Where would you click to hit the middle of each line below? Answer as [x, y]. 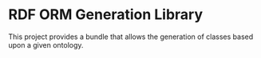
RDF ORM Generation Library [106, 15]
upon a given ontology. [46, 44]
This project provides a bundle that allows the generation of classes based [131, 37]
